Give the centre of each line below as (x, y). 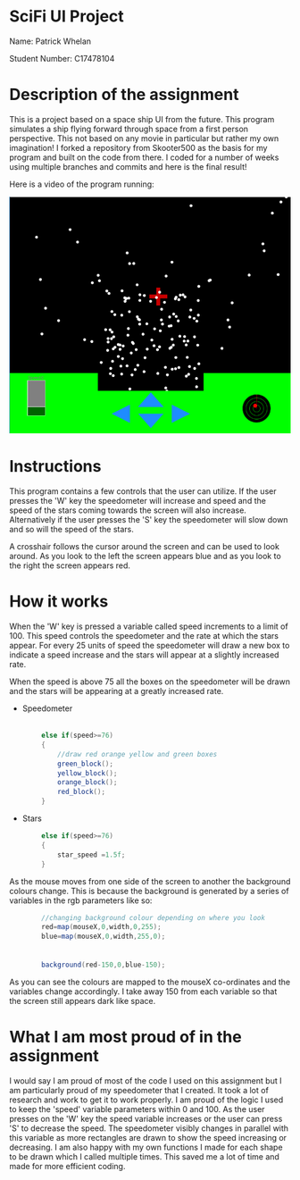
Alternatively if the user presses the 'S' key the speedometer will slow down (149, 520)
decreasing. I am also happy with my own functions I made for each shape (146, 1147)
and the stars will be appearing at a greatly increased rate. (117, 691)
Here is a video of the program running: (82, 184)
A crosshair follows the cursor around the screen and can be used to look (144, 547)
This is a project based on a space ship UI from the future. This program (142, 119)
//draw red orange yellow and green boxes (137, 754)
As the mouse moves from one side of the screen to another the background (150, 881)
